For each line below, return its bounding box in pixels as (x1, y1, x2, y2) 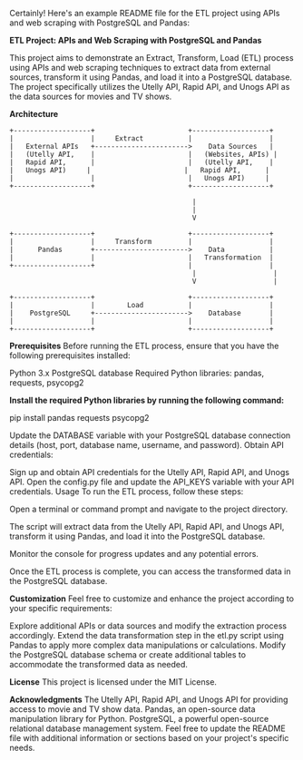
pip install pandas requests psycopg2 (9, 413, 150, 423)
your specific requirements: (9, 603, 112, 613)
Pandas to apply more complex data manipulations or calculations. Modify (9, 639, 287, 650)
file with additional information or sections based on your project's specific (9, 733, 289, 743)
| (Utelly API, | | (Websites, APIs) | (9, 150, 279, 159)
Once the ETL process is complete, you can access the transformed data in (9, 566, 291, 577)
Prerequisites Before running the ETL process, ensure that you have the (9, 340, 279, 351)
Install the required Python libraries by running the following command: (9, 395, 284, 405)
